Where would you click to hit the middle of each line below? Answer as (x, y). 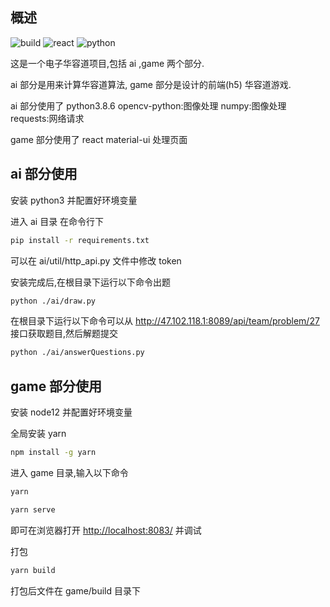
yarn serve (33, 509)
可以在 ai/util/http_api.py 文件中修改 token (96, 260)
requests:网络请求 (47, 118)
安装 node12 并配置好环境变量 (71, 412)
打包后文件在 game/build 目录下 (75, 590)
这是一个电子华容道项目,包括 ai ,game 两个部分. (107, 63)
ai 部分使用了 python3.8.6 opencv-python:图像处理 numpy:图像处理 (148, 105)
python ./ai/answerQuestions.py (77, 353)
